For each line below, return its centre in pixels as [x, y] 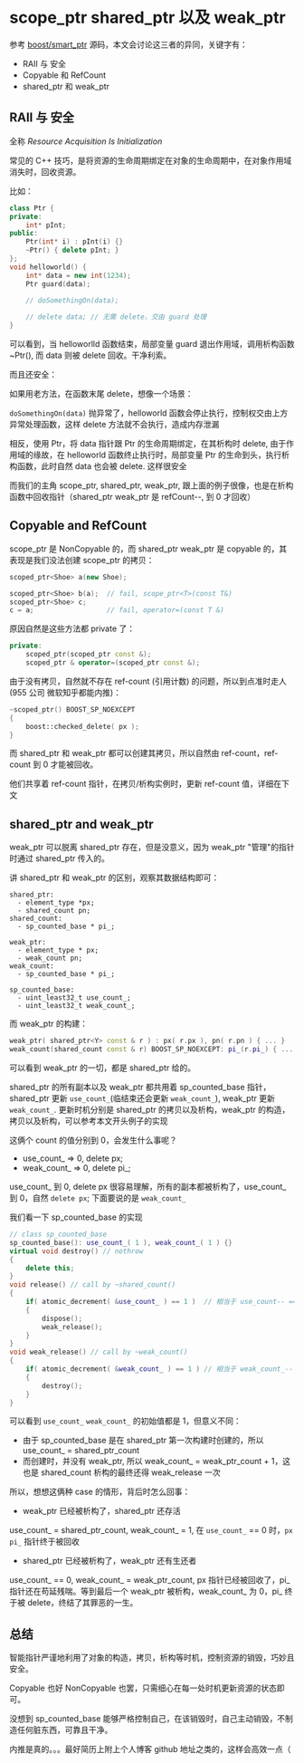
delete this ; [50, 1268]
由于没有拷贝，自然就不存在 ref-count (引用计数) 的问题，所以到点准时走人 [148, 681]
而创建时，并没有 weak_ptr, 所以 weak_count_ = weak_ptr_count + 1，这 [157, 1461]
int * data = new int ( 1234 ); [78, 275]
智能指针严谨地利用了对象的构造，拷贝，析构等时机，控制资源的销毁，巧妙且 [152, 1658]
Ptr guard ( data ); [58, 284]
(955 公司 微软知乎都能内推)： [66, 692]
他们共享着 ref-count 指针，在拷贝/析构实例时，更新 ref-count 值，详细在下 [149, 784]
